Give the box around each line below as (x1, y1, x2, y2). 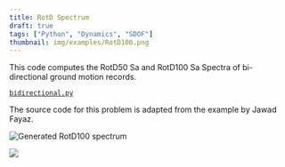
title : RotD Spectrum (9, 12, 90, 22)
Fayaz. (9, 114, 34, 124)
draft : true (9, 21, 53, 30)
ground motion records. (49, 72, 136, 83)
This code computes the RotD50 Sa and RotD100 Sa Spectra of (9, 62, 240, 73)
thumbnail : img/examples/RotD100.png (9, 37, 150, 47)
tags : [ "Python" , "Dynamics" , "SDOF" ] (9, 29, 153, 38)
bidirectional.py (9, 89, 74, 98)
